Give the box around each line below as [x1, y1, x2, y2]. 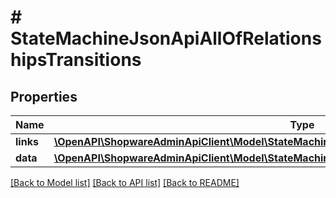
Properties [10, 88, 78, 105]
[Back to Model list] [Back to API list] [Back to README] [10, 177, 240, 188]
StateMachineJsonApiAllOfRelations [10, 27, 322, 50]
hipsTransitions [10, 49, 142, 71]
